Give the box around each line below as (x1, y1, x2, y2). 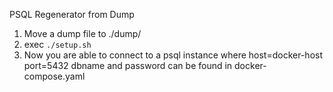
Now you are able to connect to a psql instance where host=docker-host (23, 49, 323, 61)
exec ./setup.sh (23, 39, 92, 50)
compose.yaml (23, 70, 86, 82)
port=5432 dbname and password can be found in (23, 60, 233, 71)
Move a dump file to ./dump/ (23, 28, 142, 39)
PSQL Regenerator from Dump (9, 9, 135, 20)
